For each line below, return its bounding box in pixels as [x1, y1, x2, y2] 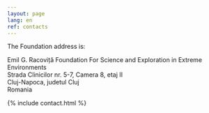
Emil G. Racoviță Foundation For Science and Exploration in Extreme [7, 56, 203, 64]
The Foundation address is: [7, 43, 86, 51]
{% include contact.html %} [7, 99, 87, 107]
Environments [7, 63, 47, 72]
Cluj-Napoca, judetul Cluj [7, 78, 79, 86]
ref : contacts [7, 23, 49, 30]
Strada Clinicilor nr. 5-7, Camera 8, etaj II [7, 70, 123, 79]
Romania [7, 85, 33, 94]
